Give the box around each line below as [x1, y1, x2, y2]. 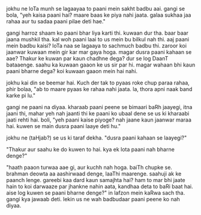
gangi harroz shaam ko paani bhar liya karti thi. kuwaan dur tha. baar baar [6, 29, 189, 37]
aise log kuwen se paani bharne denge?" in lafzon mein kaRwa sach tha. [6, 189, 185, 196]
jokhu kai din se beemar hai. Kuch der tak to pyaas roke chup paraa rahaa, [6, 79, 190, 86]
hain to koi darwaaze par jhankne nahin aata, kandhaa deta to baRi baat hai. [6, 183, 193, 190]
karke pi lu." [6, 92, 36, 99]
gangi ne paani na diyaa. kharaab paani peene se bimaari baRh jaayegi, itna [6, 104, 193, 110]
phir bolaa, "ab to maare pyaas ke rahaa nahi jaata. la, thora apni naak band [6, 86, 193, 92]
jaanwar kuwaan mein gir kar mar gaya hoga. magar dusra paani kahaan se [6, 49, 192, 56]
